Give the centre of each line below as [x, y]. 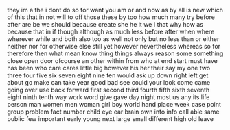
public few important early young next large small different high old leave [111, 119]
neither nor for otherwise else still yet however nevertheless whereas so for [114, 46]
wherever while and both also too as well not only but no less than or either [113, 39]
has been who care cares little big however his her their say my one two [109, 68]
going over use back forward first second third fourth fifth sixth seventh [108, 90]
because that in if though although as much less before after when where [111, 31]
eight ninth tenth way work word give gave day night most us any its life [108, 97]
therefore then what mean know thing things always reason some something [115, 53]
